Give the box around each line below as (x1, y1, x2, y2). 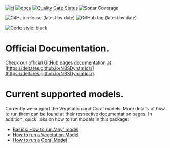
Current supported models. (5, 89, 124, 100)
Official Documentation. (5, 43, 110, 54)
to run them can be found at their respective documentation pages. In (5, 111, 152, 117)
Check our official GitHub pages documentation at (5, 59, 112, 66)
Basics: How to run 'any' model (12, 126, 79, 132)
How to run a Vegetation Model (12, 131, 79, 138)
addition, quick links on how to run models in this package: (5, 116, 130, 122)
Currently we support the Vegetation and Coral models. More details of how (5, 105, 165, 111)
